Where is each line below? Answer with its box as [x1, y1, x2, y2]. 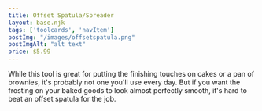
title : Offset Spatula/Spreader [8, 11, 114, 20]
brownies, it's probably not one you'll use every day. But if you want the [8, 77, 241, 87]
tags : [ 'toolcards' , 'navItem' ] [8, 26, 114, 34]
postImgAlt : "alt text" [8, 41, 87, 48]
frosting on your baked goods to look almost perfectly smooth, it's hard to [8, 86, 248, 95]
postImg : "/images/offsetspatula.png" [8, 33, 135, 41]
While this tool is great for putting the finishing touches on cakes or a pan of [8, 70, 254, 78]
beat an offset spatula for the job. [8, 95, 116, 103]
